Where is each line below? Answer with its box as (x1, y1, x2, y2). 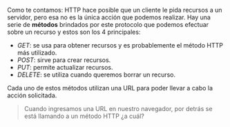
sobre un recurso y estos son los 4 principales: (7, 28, 141, 36)
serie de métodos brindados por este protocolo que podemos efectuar (7, 21, 209, 28)
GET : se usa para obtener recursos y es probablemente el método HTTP (17, 41, 223, 49)
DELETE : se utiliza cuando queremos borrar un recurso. (17, 70, 176, 79)
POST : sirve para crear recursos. (17, 56, 111, 64)
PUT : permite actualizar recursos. (17, 63, 113, 71)
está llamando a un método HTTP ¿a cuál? (23, 112, 145, 120)
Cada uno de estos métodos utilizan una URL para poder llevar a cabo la (7, 84, 213, 92)
